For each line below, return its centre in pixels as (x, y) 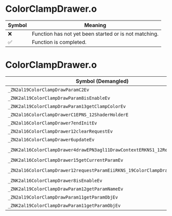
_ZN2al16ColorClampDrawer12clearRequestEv (60, 131)
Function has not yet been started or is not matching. (95, 34)
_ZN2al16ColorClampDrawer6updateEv (51, 139)
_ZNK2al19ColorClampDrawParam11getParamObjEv (64, 206)
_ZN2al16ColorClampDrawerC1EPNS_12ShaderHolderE (68, 115)
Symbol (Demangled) (102, 81)
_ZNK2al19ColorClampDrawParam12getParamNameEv (66, 189)
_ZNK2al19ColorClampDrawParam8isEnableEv (59, 98)
